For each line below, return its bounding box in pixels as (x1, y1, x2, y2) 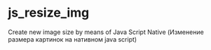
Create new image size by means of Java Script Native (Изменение (8, 28, 204, 36)
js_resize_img (8, 5, 90, 21)
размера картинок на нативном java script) (8, 35, 137, 43)
